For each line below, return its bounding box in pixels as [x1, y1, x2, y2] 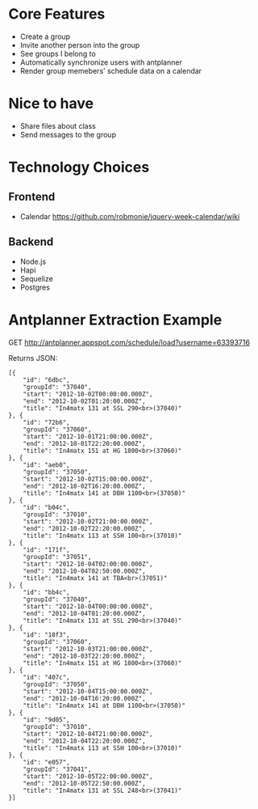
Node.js [19, 256, 47, 266]
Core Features [8, 5, 106, 23]
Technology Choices [8, 159, 150, 176]
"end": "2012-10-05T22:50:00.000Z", [23, 779, 147, 787]
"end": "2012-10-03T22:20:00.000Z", [23, 652, 147, 660]
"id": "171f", [23, 545, 70, 554]
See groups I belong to [19, 49, 97, 58]
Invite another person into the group [19, 40, 140, 49]
